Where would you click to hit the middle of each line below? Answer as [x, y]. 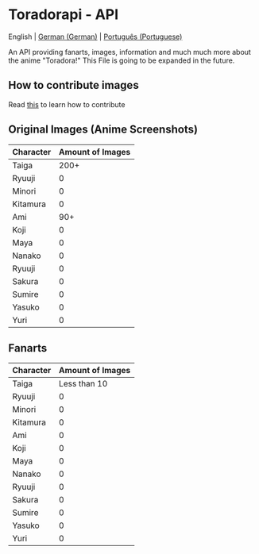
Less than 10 [83, 384]
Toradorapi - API [64, 15]
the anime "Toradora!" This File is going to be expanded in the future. [122, 60]
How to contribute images [73, 85]
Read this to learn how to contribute [67, 104]
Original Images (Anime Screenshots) [103, 130]
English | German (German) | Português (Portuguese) [95, 37]
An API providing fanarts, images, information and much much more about [130, 52]
